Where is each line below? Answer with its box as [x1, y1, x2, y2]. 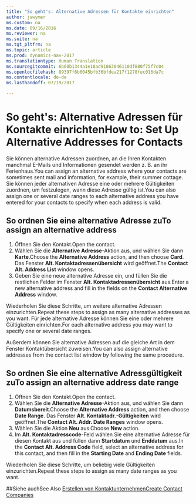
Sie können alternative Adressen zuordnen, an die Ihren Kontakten [6, 154, 166, 162]
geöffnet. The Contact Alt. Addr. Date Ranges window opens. [14, 418, 163, 425]
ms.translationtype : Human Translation [6, 58, 104, 64]
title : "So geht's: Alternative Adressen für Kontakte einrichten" [6, 8, 175, 15]
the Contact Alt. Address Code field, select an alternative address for [14, 443, 184, 450]
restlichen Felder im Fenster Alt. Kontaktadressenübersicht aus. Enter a [14, 278, 189, 285]
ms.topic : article [6, 47, 51, 53]
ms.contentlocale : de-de [6, 74, 67, 80]
